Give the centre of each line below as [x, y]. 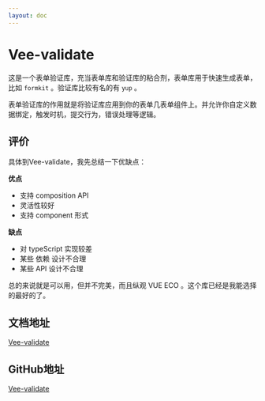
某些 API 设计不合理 [52, 269]
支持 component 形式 [54, 215]
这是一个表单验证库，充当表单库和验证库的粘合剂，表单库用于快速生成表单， [132, 78]
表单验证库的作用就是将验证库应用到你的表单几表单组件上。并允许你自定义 [129, 104]
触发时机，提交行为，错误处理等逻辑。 [97, 114]
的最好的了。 [29, 295]
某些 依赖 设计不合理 [53, 259]
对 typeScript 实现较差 [56, 249]
